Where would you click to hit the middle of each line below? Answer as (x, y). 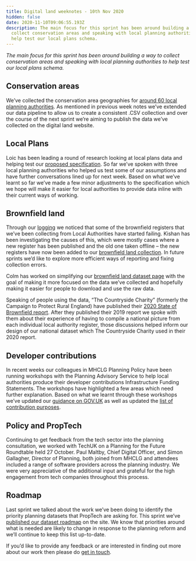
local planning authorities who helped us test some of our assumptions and (96, 170)
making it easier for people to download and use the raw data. (81, 289)
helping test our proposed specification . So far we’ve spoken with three (92, 164)
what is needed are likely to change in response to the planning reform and (96, 528)
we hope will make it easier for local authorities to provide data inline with (94, 189)
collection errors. (27, 265)
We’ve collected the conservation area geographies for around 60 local (92, 100)
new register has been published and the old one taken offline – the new (93, 246)
